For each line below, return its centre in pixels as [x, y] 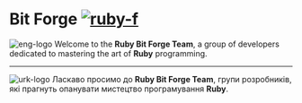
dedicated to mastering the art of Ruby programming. [109, 53]
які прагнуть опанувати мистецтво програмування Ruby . [119, 89]
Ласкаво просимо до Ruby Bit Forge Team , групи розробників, [172, 79]
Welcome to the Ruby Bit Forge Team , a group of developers [167, 44]
